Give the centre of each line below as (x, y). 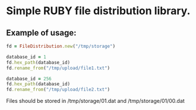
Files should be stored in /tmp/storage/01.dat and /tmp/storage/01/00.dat (96, 101)
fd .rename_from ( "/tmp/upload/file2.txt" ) (58, 90)
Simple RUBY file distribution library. (98, 11)
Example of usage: (41, 33)
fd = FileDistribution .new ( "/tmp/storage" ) (61, 46)
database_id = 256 (29, 79)
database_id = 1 (26, 57)
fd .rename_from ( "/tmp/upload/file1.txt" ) (58, 68)
